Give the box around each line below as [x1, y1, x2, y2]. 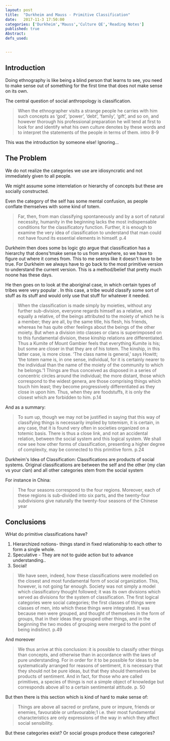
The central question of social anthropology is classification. [5, 98, 131, 104]
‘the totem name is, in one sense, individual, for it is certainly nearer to [17, 356, 165, 362]
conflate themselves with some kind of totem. [5, 203, 100, 209]
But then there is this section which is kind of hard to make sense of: [5, 694, 149, 700]
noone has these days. [5, 272, 53, 278]
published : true [5, 26, 40, 32]
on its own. [5, 88, 28, 94]
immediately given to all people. [5, 173, 72, 179]
